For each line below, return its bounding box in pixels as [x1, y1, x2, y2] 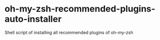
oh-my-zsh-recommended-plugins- [4, 3, 156, 14]
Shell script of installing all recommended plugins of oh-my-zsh [4, 29, 133, 35]
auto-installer [4, 13, 62, 25]
